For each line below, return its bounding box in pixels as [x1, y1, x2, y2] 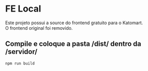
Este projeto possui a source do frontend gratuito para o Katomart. [5, 20, 143, 26]
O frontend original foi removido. [5, 25, 73, 31]
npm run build [5, 61, 35, 66]
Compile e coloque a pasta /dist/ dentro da [5, 40, 141, 48]
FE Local [5, 3, 41, 15]
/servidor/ [5, 47, 38, 56]
